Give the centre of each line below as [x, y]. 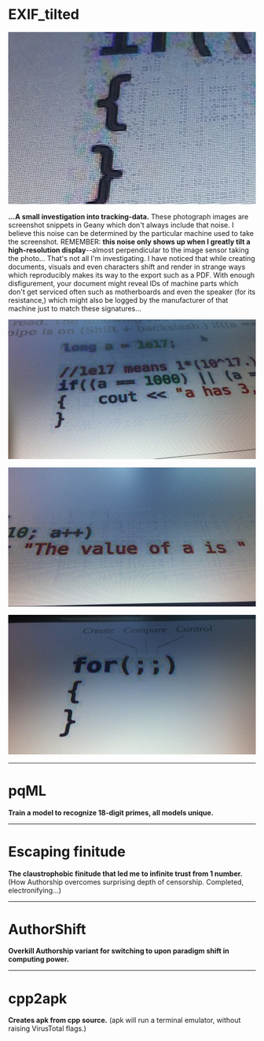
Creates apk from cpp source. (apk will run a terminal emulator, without [125, 1021]
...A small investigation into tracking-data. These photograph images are [128, 217]
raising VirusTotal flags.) [47, 1028]
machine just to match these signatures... [75, 309]
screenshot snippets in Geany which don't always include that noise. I [121, 225]
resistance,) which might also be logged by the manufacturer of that [118, 300]
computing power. [38, 959]
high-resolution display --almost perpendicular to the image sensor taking [129, 250]
